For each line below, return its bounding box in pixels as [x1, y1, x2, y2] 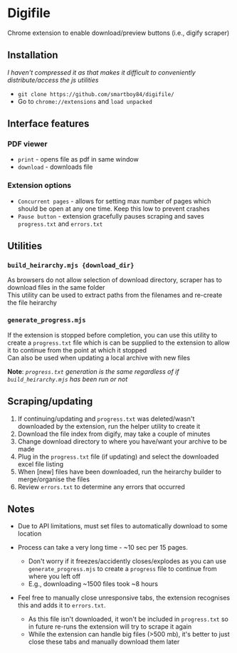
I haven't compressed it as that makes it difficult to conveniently [7, 68, 196, 76]
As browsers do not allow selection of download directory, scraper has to [7, 276, 223, 284]
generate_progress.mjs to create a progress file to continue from [28, 565, 217, 573]
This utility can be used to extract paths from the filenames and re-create [7, 291, 223, 300]
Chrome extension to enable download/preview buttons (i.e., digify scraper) [7, 28, 230, 37]
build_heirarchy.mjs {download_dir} [7, 261, 135, 270]
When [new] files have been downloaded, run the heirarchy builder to [17, 467, 222, 476]
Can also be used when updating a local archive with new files [7, 353, 191, 362]
